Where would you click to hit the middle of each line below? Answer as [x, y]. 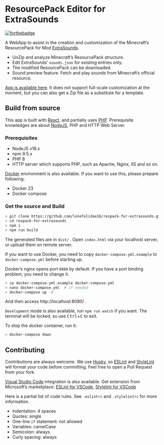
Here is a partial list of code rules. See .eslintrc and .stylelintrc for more [81, 396]
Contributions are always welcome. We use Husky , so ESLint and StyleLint [80, 362]
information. [17, 402]
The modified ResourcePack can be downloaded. [62, 68]
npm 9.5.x [22, 154]
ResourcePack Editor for [55, 9]
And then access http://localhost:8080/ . [46, 301]
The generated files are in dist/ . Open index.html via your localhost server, [82, 239]
